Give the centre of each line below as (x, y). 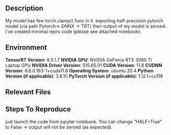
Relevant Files (28, 92)
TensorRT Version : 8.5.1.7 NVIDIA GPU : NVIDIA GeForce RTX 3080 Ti (79, 60)
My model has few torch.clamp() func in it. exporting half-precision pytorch (84, 20)
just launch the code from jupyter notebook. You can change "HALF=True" (84, 121)
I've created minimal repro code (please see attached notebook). (74, 31)
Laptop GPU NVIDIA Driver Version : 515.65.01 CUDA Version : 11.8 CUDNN (84, 65)
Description (24, 8)
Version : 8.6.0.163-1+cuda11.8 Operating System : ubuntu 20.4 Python (80, 70)
